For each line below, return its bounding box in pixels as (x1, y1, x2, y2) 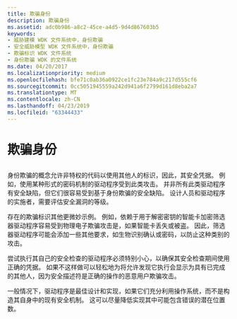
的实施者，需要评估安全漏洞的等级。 (7, 197, 113, 206)
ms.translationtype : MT (7, 89, 78, 96)
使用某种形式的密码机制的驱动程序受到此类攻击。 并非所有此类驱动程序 (19, 180, 226, 188)
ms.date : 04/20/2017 (7, 63, 68, 70)
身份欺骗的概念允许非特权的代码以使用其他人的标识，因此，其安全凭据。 (7, 171, 217, 180)
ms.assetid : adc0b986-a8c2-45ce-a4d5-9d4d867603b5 (7, 23, 159, 30)
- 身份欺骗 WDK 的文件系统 (7, 57, 78, 64)
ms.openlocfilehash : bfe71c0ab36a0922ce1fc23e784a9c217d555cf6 (7, 76, 197, 83)
